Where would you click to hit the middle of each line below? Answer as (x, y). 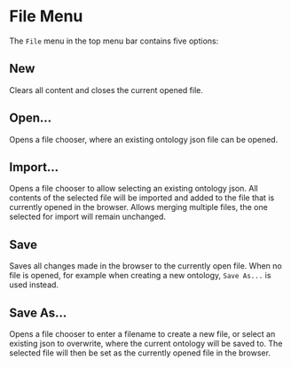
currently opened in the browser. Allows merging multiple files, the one (138, 207)
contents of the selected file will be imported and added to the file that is (142, 198)
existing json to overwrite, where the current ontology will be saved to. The (146, 344)
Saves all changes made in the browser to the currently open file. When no (145, 266)
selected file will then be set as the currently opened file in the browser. (140, 353)
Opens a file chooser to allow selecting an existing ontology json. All (134, 189)
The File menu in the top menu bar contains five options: (114, 41)
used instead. (34, 285)
